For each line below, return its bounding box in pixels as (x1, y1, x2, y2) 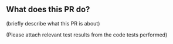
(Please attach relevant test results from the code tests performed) (6, 31, 168, 38)
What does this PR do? (6, 5, 90, 14)
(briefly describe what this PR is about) (6, 20, 100, 27)
